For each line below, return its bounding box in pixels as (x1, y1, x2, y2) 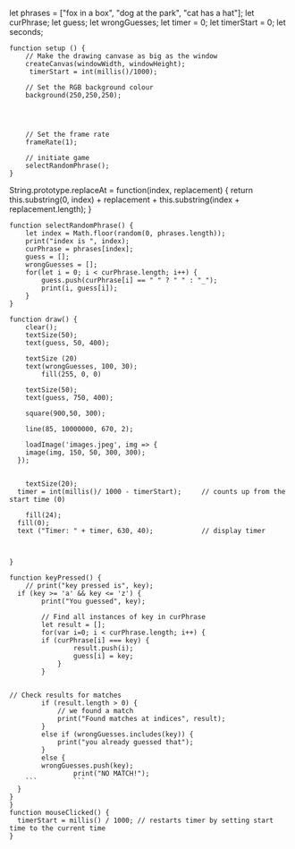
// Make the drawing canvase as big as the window (25, 52, 218, 61)
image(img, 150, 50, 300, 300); (25, 448, 146, 457)
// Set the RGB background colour (25, 83, 154, 92)
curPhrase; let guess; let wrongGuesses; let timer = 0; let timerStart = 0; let (9, 17, 286, 28)
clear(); (25, 323, 58, 332)
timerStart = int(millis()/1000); (29, 67, 158, 76)
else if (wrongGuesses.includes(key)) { (41, 730, 194, 739)
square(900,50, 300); (25, 409, 105, 418)
